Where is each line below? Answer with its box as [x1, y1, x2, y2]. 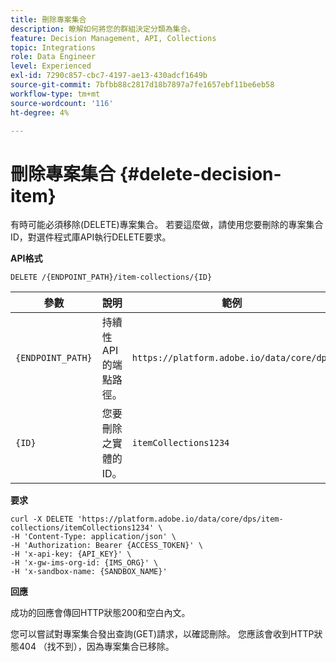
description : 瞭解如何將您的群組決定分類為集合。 [10, 24, 196, 34]
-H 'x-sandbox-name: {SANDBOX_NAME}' [10, 567, 168, 577]
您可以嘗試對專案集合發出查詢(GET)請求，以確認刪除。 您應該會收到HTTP [10, 628, 315, 640]
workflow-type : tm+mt [10, 89, 101, 99]
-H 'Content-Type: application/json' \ [10, 532, 177, 542]
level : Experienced [10, 61, 92, 71]
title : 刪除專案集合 [10, 14, 87, 25]
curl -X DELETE [10, 514, 74, 525]
